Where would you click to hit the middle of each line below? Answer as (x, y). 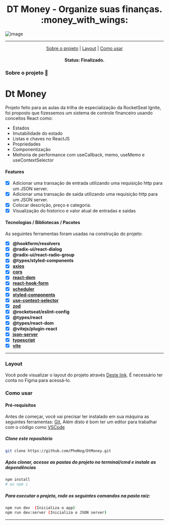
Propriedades (27, 144)
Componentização (32, 149)
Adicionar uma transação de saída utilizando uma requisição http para (85, 194)
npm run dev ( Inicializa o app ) (40, 508)
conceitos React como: (29, 118)
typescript (24, 340)
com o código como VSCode (35, 427)
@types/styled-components (43, 261)
